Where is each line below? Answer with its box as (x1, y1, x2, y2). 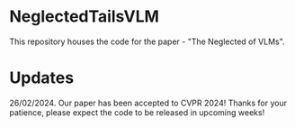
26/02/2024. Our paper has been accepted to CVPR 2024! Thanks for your (9, 97, 288, 108)
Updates (9, 68, 75, 88)
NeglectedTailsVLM (9, 6, 160, 27)
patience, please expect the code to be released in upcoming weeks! (9, 106, 265, 118)
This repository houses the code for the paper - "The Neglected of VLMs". (9, 36, 285, 47)
